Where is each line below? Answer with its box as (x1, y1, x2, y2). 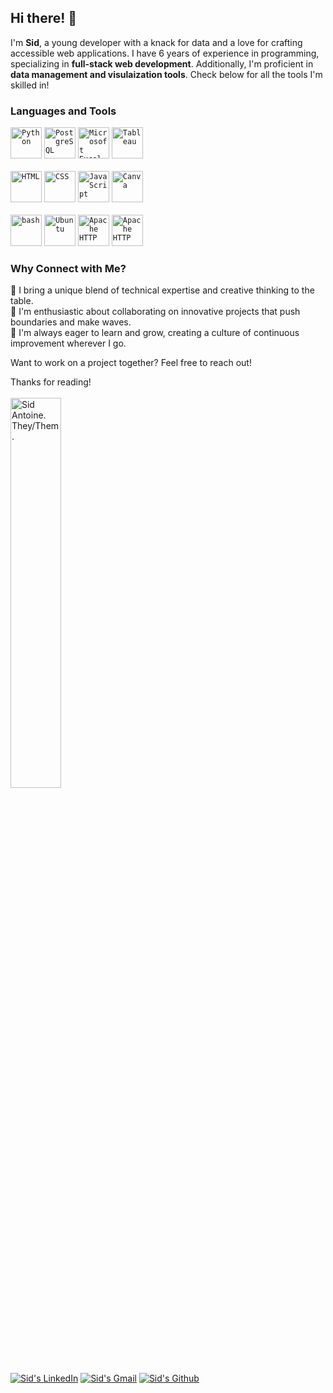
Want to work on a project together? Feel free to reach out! (10, 357, 252, 369)
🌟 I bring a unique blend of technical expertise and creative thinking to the (10, 284, 315, 296)
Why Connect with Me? (10, 262, 127, 276)
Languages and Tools (10, 104, 117, 118)
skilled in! (10, 79, 50, 91)
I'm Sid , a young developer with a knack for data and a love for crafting (10, 36, 303, 48)
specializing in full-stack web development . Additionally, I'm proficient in (10, 57, 314, 70)
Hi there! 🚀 (10, 10, 78, 27)
